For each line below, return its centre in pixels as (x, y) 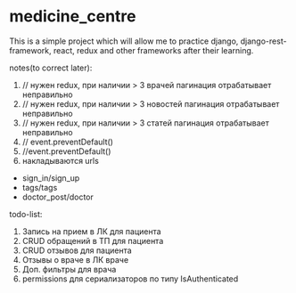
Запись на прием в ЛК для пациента (92, 231)
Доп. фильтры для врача (69, 269)
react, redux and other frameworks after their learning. (153, 50)
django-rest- (263, 41)
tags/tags (40, 187)
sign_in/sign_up (51, 178)
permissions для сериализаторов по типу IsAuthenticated (130, 279)
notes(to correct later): (51, 68)
